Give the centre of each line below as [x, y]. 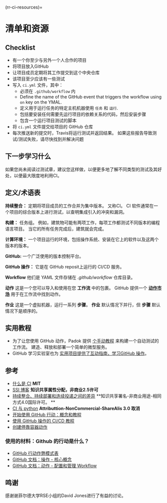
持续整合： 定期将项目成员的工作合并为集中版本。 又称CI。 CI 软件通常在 [80, 206]
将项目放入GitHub [30, 66]
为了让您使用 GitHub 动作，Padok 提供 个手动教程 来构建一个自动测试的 [85, 341]
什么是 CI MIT [26, 383]
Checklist [20, 48]
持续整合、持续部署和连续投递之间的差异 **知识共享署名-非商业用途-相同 [87, 396]
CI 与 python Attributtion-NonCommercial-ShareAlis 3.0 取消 [76, 408]
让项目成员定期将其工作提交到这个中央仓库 [56, 72]
